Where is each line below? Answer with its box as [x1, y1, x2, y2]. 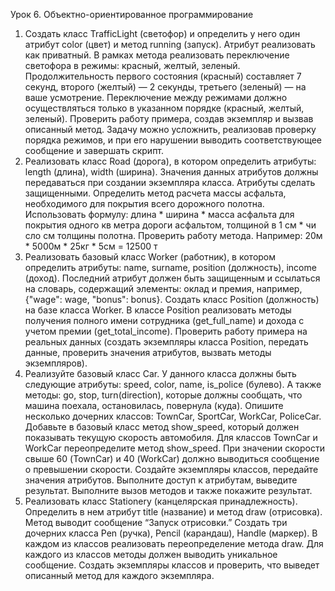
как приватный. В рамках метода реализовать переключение [24, 49, 290, 61]
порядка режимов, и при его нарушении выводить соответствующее [24, 134, 323, 146]
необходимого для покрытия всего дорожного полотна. [24, 198, 265, 209]
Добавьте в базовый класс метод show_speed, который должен [24, 421, 300, 433]
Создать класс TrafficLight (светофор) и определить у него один [24, 28, 301, 39]
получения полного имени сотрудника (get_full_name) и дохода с [24, 315, 305, 326]
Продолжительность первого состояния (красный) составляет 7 [24, 70, 302, 82]
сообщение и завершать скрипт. [24, 145, 165, 156]
